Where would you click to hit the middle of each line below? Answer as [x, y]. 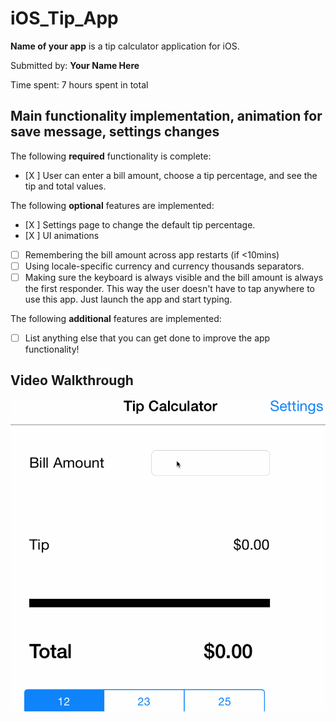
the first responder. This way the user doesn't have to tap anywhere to [169, 288]
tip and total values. [65, 186]
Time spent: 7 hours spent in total [79, 84]
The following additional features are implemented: [116, 318]
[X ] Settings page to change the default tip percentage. [140, 224]
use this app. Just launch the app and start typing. [128, 299]
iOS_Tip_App [64, 18]
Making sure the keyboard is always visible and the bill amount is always [174, 277]
